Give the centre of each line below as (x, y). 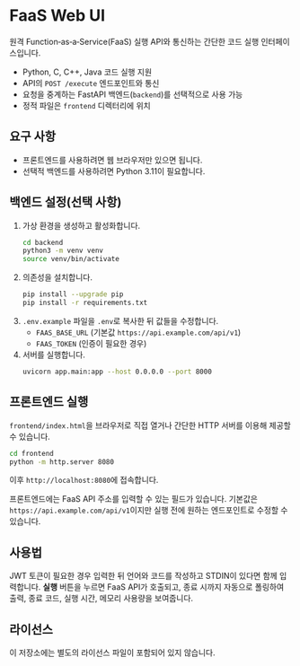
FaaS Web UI (57, 16)
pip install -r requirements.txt (85, 303)
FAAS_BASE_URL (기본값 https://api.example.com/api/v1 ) (138, 332)
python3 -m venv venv (63, 251)
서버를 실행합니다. (53, 355)
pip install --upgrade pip (73, 294)
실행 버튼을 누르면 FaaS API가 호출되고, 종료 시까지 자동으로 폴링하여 (163, 587)
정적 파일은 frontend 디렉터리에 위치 (86, 105)
